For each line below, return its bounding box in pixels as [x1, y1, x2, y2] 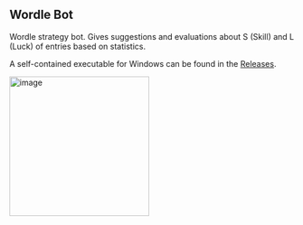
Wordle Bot [9, 7, 74, 23]
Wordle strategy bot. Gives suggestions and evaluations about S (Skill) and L [9, 31, 295, 42]
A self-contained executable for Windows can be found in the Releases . [9, 58, 277, 69]
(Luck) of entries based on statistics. [9, 41, 147, 52]
